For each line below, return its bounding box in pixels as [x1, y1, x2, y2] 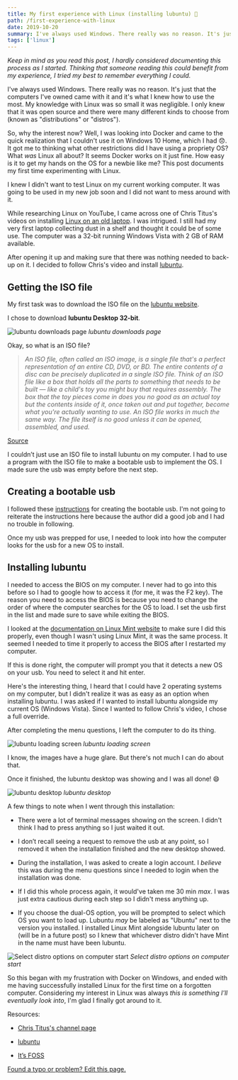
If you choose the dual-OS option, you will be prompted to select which [17, 908, 226, 917]
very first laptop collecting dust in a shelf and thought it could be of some [7, 224, 222, 233]
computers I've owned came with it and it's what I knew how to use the [7, 93, 215, 101]
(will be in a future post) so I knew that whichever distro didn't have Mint [17, 930, 229, 940]
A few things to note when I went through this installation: [7, 802, 175, 811]
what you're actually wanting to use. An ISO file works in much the [24, 407, 220, 416]
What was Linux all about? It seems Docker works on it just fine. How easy [7, 152, 225, 160]
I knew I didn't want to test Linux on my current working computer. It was [7, 180, 220, 189]
